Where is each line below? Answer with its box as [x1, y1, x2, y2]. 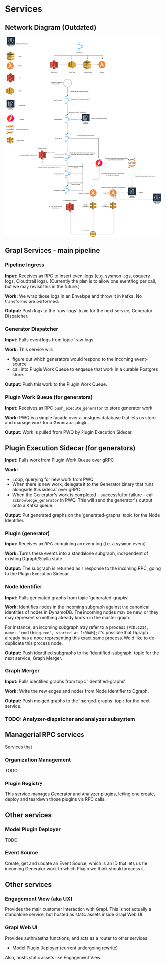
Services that [5, 744, 32, 750]
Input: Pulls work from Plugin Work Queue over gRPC [5, 457, 114, 463]
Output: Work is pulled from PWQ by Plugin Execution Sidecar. [5, 429, 133, 435]
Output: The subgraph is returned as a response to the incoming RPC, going [5, 565, 161, 571]
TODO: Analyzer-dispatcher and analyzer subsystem [5, 715, 135, 722]
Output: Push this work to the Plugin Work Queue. [5, 381, 107, 387]
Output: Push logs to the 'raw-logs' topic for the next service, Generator [5, 307, 153, 313]
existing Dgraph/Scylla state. [5, 556, 64, 562]
